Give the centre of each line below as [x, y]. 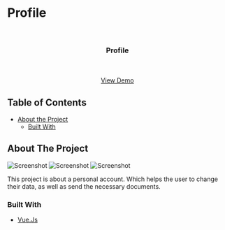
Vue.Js [28, 220]
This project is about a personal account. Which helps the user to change [113, 179]
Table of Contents [47, 102]
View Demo [117, 80]
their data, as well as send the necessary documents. [84, 186]
